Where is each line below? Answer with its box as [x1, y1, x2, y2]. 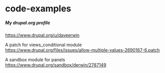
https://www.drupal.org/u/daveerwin [5, 32, 80, 38]
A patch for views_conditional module [5, 42, 82, 48]
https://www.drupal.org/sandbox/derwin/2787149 [5, 62, 107, 68]
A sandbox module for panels [5, 57, 65, 63]
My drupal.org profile [5, 19, 51, 25]
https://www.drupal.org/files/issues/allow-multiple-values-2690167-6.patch [5, 47, 160, 53]
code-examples [5, 3, 71, 14]
